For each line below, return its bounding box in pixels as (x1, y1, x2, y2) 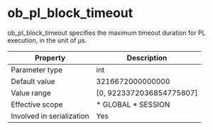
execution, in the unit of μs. (7, 36, 87, 44)
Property (34, 53, 66, 63)
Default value (11, 76, 55, 86)
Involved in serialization (11, 111, 90, 121)
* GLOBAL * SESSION (96, 99, 170, 109)
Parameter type (11, 65, 62, 75)
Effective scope (11, 99, 63, 109)
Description (126, 53, 168, 63)
